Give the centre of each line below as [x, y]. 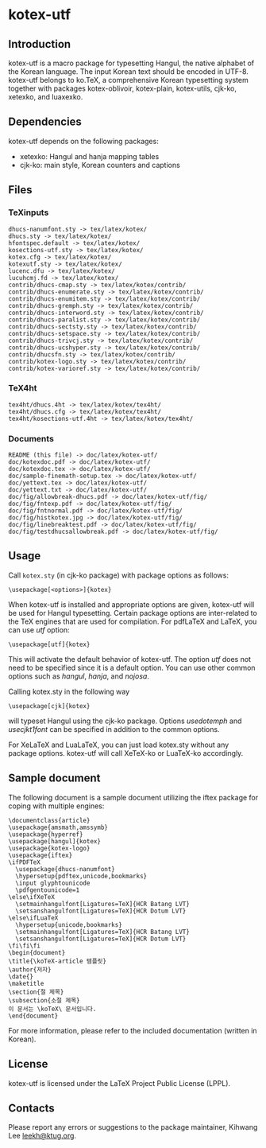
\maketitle [26, 983]
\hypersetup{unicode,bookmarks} [69, 924]
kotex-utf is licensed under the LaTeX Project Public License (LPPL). [120, 1083]
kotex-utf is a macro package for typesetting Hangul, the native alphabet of [131, 63]
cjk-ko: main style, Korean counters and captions [100, 165]
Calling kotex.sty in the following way [69, 691]
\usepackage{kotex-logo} [49, 848]
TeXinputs [29, 212]
